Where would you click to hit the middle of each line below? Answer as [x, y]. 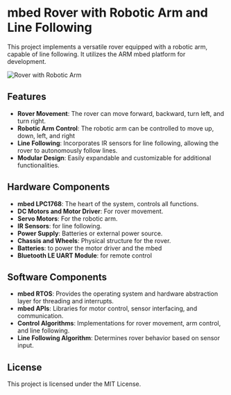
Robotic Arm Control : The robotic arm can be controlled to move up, [115, 128]
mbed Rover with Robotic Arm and [108, 13]
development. [27, 61]
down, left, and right [46, 135]
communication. [40, 316]
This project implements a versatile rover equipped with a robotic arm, [108, 47]
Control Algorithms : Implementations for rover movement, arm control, [119, 323]
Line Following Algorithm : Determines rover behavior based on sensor [119, 338]
